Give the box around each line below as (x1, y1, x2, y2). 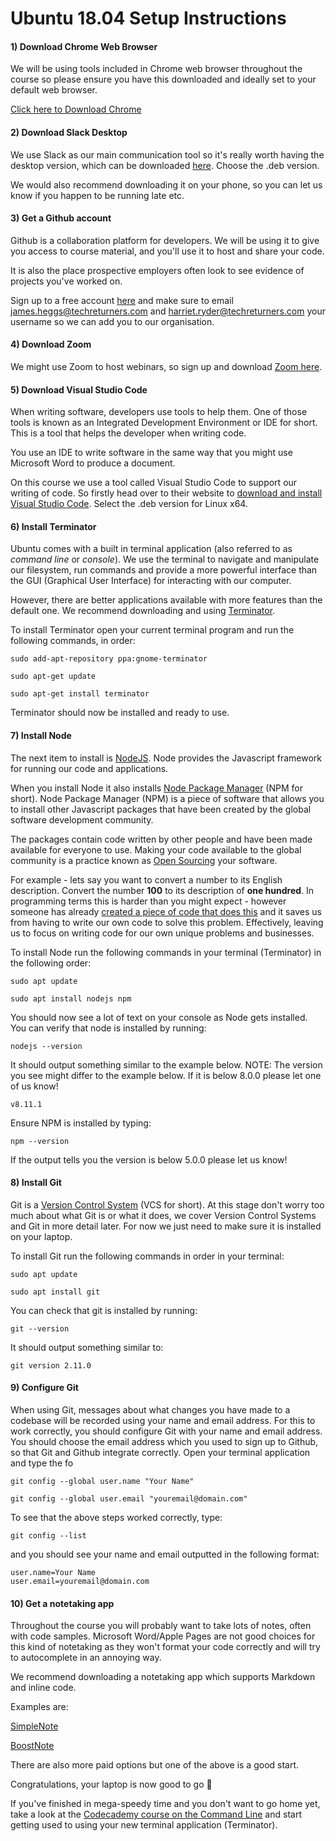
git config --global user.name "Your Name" (10, 1477, 195, 1487)
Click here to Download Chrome (10, 103, 142, 116)
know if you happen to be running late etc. (10, 189, 185, 201)
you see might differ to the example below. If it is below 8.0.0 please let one (10, 1069, 322, 1081)
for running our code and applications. (10, 762, 169, 774)
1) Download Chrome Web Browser (10, 40, 158, 52)
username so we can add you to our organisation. (10, 315, 215, 327)
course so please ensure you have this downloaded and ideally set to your (10, 73, 317, 86)
